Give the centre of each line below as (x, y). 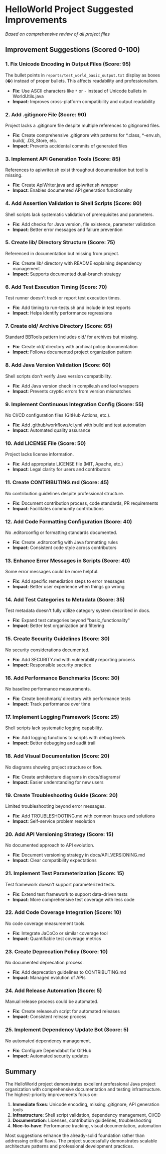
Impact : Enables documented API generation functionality (72, 190)
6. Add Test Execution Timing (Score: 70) (56, 287)
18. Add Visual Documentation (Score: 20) (57, 756)
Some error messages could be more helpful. (52, 572)
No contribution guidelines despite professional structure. (65, 493)
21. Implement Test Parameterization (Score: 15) (65, 873)
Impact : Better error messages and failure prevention (67, 229)
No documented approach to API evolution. (50, 845)
